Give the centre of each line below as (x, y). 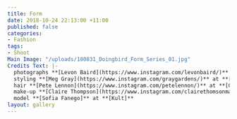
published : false (33, 27)
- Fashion (22, 40)
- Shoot (19, 53)
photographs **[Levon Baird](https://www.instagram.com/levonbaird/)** (121, 72)
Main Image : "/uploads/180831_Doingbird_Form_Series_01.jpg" (99, 59)
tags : (15, 46)
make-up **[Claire (41, 92)
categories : (25, 33)
